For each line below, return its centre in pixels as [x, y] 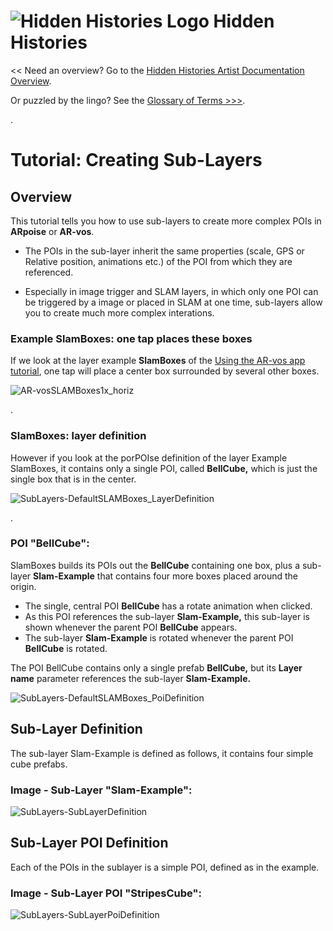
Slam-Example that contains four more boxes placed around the [166, 576]
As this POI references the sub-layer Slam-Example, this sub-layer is [167, 616]
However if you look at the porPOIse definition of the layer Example [149, 457]
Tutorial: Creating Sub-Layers [136, 160]
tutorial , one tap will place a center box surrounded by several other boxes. [165, 371]
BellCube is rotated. [66, 648]
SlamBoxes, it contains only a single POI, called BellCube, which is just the [164, 468]
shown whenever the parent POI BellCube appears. [131, 627]
